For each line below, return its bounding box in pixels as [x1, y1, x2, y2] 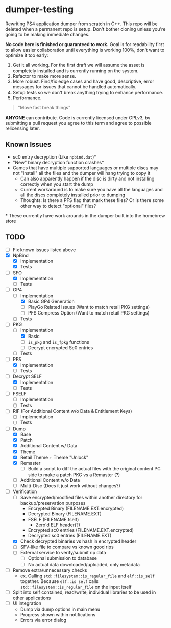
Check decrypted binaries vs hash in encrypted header [20, 538, 137, 544]
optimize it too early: [5, 52, 48, 58]
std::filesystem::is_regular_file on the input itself [20, 584, 132, 590]
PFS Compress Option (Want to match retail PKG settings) [28, 310, 150, 316]
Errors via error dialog [20, 617, 67, 623]
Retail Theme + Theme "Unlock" [20, 454, 88, 460]
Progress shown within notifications [20, 611, 96, 617]
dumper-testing [5, 4, 74, 15]
